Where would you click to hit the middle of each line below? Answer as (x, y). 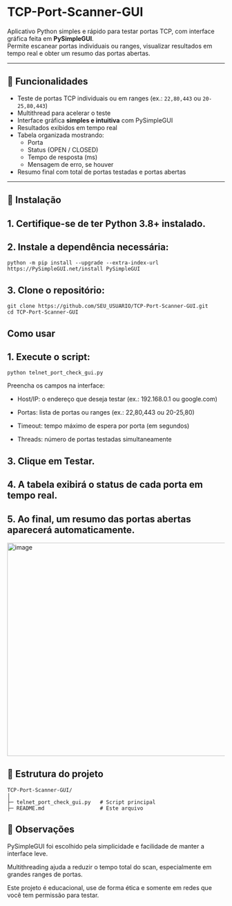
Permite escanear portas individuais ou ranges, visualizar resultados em (110, 46)
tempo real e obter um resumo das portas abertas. (79, 53)
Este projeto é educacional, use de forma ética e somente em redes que (110, 887)
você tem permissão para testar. (53, 895)
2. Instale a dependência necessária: (88, 247)
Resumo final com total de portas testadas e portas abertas (101, 172)
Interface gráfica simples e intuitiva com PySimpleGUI (95, 120)
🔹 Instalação (34, 200)
